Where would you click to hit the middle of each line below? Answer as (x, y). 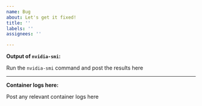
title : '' (19, 23)
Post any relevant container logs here (53, 97)
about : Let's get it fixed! (41, 17)
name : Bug (19, 12)
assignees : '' (24, 34)
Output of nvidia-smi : (34, 56)
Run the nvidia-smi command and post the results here (75, 68)
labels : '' (20, 28)
